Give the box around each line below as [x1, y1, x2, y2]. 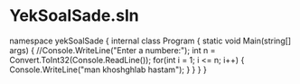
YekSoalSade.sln [9, 5, 139, 26]
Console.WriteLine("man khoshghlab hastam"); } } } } [9, 64, 208, 75]
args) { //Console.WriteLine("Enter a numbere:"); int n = [9, 44, 216, 55]
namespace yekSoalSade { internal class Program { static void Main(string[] [9, 35, 292, 46]
